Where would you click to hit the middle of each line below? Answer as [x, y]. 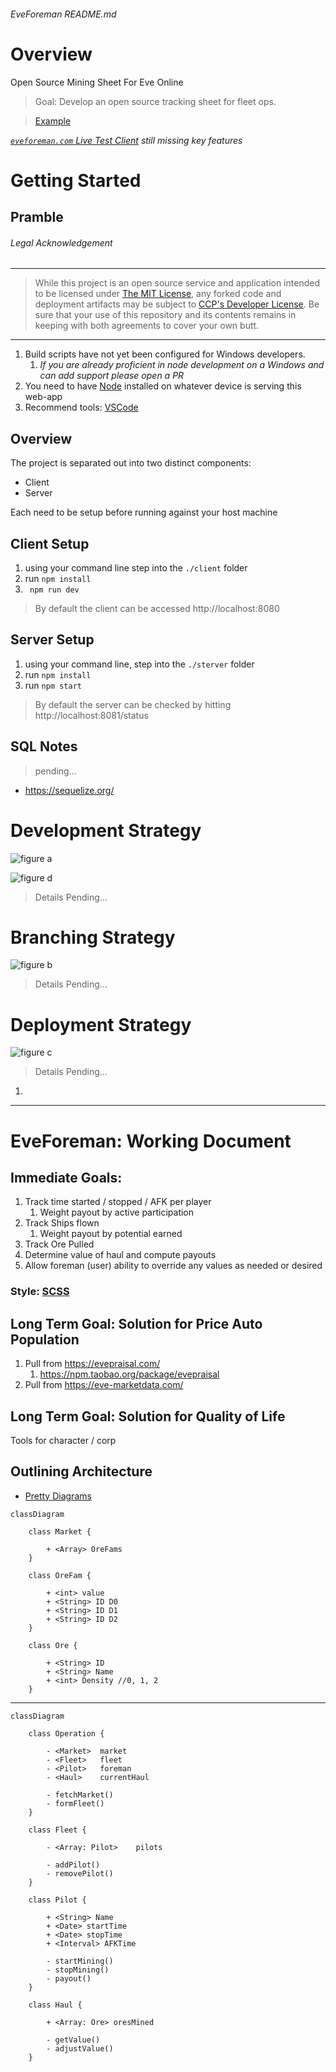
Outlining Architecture [81, 1471]
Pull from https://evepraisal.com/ [92, 1364]
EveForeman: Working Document [151, 1141]
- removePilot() [80, 1873]
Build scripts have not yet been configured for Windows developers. [165, 354]
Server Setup [52, 640]
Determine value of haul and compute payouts [120, 1255]
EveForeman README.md [63, 14]
